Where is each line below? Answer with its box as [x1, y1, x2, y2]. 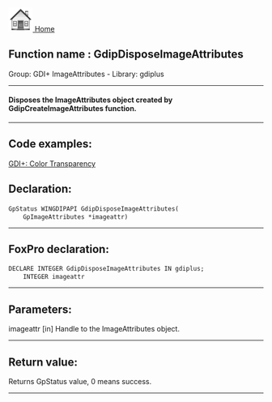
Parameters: [8, 302, 72, 316]
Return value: [8, 355, 79, 369]
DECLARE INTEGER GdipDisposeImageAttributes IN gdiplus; [8, 265, 205, 273]
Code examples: [8, 137, 92, 151]
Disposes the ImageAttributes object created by [8, 95, 173, 105]
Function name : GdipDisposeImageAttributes [8, 48, 244, 62]
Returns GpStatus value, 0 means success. [8, 377, 152, 387]
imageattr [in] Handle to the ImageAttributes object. [8, 324, 181, 334]
